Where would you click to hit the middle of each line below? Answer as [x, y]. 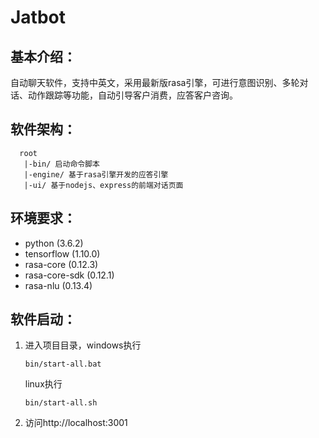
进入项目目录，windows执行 [83, 345]
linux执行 [43, 384]
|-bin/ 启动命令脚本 [61, 164]
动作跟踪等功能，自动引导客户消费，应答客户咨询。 [132, 95]
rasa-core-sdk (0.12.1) [69, 275]
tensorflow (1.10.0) [62, 253]
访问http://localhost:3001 [76, 423]
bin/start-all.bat [63, 364]
